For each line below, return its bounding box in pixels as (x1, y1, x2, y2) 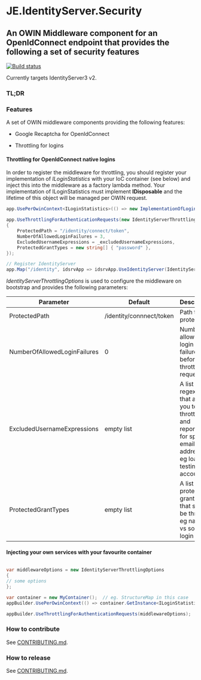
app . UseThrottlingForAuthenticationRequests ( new (6, 217, 130, 223)
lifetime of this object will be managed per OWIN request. (6, 195, 148, 202)
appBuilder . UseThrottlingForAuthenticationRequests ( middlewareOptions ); (6, 611, 191, 617)
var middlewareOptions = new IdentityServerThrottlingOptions (6, 567, 165, 573)
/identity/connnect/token (104, 312, 175, 320)
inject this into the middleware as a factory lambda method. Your (6, 181, 166, 189)
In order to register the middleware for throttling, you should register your (6, 169, 187, 176)
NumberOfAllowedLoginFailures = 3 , (17, 233, 106, 239)
